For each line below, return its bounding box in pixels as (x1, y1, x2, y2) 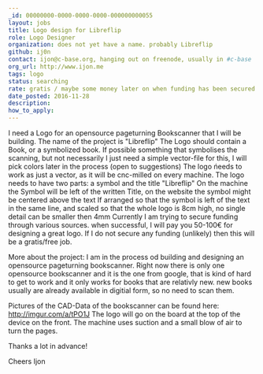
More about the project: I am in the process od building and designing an (8, 253, 244, 261)
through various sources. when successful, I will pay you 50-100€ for (8, 220, 234, 229)
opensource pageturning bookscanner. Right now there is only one (8, 261, 225, 270)
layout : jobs (8, 19, 51, 27)
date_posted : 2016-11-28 (8, 92, 90, 100)
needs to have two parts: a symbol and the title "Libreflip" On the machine (8, 179, 248, 187)
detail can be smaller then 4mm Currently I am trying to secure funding (8, 212, 239, 221)
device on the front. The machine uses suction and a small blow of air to (8, 318, 243, 327)
